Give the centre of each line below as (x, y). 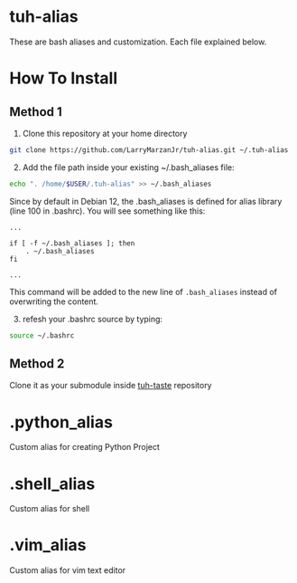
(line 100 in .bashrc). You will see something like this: (107, 211)
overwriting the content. (54, 301)
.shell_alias (52, 484)
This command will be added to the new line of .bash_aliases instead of (144, 291)
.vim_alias (48, 545)
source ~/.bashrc (42, 335)
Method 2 (37, 363)
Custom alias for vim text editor (68, 570)
